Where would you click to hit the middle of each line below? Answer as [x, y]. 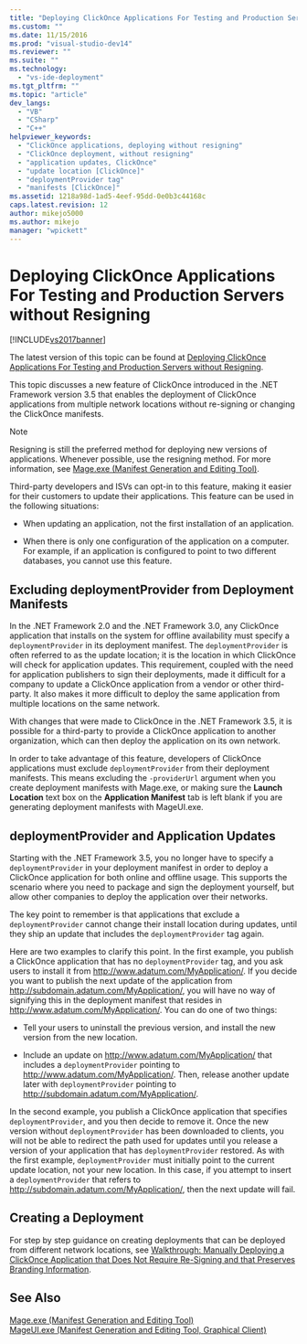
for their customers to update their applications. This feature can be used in [152, 496]
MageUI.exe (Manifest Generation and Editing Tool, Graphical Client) [138, 1329]
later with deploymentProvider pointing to [99, 1084]
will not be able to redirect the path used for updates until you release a [144, 1141]
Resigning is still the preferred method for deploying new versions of [138, 450]
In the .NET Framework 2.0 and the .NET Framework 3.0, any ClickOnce [144, 626]
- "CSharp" [38, 120]
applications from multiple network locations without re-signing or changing [152, 404]
